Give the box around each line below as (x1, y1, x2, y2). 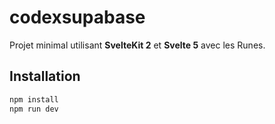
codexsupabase (9, 6, 146, 29)
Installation (9, 68, 81, 85)
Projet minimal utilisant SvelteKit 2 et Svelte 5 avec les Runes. (9, 39, 266, 51)
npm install (9, 94, 59, 105)
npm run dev (9, 104, 59, 114)
